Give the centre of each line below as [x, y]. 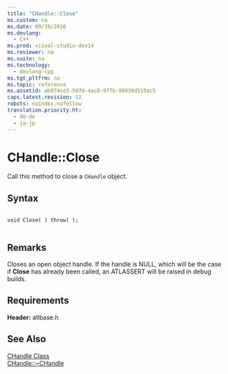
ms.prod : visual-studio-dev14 [51, 46]
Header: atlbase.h [33, 317]
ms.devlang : [24, 33]
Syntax [23, 198]
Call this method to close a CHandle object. [67, 177]
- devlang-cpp [34, 71]
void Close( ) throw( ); [43, 220]
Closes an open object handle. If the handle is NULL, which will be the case [114, 265]
